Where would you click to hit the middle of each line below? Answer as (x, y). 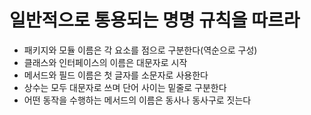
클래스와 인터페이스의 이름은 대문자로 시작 (105, 62)
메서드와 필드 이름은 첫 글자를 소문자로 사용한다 (116, 75)
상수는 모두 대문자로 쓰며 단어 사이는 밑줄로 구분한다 (125, 87)
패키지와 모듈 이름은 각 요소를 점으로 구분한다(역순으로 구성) (140, 50)
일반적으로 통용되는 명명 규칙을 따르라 (155, 20)
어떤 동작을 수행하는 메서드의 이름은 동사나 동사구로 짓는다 (137, 100)
